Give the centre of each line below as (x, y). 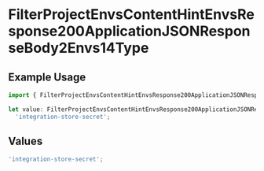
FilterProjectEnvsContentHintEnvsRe (132, 15)
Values (26, 141)
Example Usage (47, 77)
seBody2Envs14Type (79, 48)
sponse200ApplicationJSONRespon (129, 31)
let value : (26, 109)
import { (22, 95)
